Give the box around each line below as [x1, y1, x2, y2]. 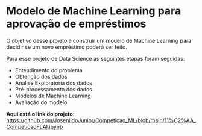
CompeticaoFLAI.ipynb [6, 123, 63, 130]
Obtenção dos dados [14, 73, 68, 80]
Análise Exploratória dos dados [14, 79, 92, 87]
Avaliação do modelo [14, 98, 68, 106]
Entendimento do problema [14, 66, 83, 73]
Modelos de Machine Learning [14, 92, 91, 99]
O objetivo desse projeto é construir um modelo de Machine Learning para [6, 37, 192, 44]
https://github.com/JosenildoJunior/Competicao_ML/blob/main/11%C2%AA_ [6, 116, 197, 124]
